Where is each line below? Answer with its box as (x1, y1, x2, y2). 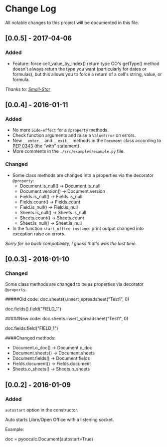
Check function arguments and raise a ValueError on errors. (12, 132, 136, 138)
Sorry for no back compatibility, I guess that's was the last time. (5, 240, 137, 246)
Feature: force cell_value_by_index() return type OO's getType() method (12, 61, 160, 67)
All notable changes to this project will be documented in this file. (5, 20, 140, 26)
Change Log (5, 3, 56, 15)
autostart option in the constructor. (5, 406, 78, 413)
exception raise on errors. (12, 231, 66, 237)
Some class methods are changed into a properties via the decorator (12, 172, 154, 178)
